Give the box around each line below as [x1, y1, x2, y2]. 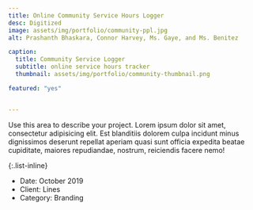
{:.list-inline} [8, 160, 48, 170]
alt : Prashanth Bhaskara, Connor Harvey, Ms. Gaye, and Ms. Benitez [8, 33, 239, 42]
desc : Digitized [8, 19, 62, 27]
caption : [8, 48, 37, 56]
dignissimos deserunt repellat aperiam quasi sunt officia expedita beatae [8, 136, 245, 147]
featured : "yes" [8, 84, 62, 92]
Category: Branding [19, 193, 85, 202]
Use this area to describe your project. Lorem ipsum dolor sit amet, [8, 120, 227, 129]
